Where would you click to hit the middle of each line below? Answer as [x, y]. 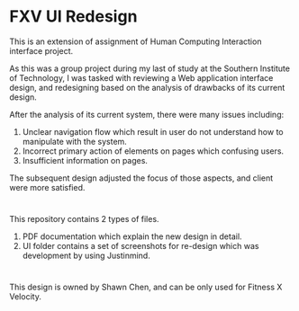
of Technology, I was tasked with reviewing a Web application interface [141, 77]
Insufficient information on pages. [85, 160]
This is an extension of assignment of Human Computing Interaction [136, 41]
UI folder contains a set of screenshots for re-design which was [140, 246]
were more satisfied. [47, 187]
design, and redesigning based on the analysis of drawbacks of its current [147, 87]
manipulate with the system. [75, 141]
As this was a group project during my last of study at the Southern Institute [150, 68]
